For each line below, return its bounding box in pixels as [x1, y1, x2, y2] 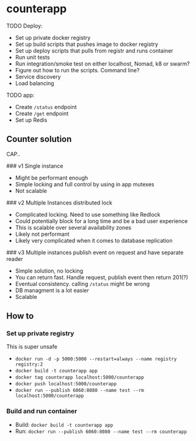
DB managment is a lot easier [15, 287, 90, 294]
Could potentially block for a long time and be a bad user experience [15, 217, 188, 225]
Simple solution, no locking [15, 267, 84, 274]
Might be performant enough [15, 174, 89, 181]
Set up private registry [6, 330, 74, 338]
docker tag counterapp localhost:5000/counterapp [15, 374, 145, 381]
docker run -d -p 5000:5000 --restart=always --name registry [15, 356, 177, 363]
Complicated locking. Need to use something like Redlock [15, 211, 161, 218]
